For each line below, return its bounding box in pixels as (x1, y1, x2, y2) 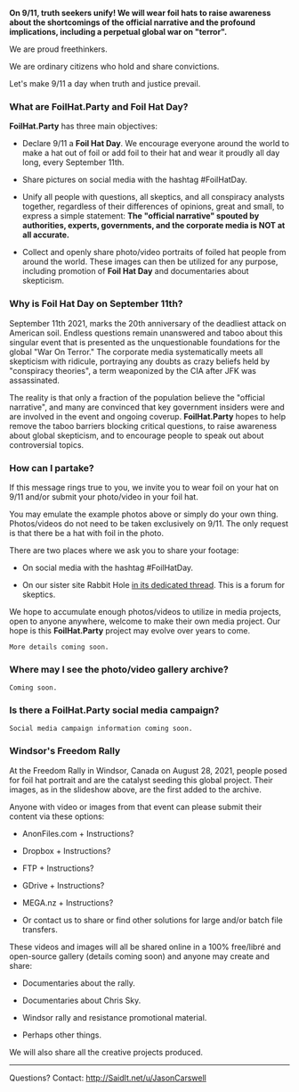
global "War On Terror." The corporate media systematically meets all (9, 346, 263, 357)
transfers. (21, 923, 58, 935)
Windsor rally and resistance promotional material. (21, 1012, 207, 1022)
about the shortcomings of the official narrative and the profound (9, 17, 256, 28)
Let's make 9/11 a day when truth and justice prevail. (9, 79, 201, 88)
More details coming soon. (9, 642, 109, 651)
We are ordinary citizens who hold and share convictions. (9, 62, 220, 71)
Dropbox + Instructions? (21, 845, 111, 856)
